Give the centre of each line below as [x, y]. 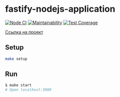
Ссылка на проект [24, 32]
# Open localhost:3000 [28, 90]
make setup [16, 59]
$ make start [18, 85]
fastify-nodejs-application [60, 9]
